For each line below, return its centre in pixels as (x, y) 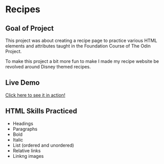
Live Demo (23, 83)
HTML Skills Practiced (41, 111)
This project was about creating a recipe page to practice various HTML (81, 40)
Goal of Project (29, 28)
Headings (23, 123)
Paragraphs (25, 129)
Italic (18, 139)
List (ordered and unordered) (43, 145)
